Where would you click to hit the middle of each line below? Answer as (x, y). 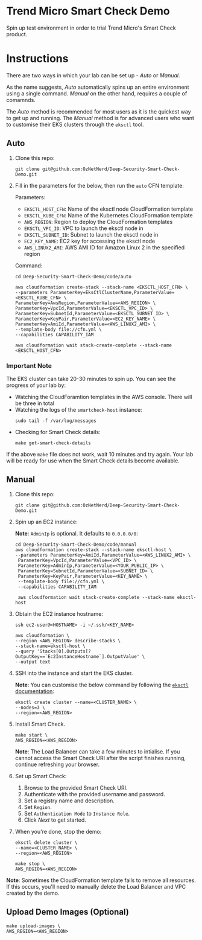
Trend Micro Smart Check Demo (88, 11)
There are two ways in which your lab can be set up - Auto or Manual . (93, 75)
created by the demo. (33, 893)
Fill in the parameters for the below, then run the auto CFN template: (99, 185)
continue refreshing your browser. (57, 764)
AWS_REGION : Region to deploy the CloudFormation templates (98, 222)
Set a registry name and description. (69, 801)
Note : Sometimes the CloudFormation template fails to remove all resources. (101, 880)
